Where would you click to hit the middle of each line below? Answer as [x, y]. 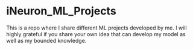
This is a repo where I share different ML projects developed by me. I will [96, 28]
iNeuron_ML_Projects [61, 11]
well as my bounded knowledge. [46, 40]
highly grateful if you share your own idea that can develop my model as [96, 34]
